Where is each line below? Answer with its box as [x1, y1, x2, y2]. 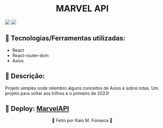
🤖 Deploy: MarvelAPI [5, 104, 70, 113]
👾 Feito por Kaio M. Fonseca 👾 [52, 118, 113, 124]
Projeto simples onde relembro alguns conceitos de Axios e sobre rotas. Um [5, 85, 159, 91]
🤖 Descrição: [5, 72, 45, 80]
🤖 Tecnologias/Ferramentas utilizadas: [5, 34, 126, 42]
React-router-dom [12, 52, 49, 58]
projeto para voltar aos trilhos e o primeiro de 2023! [5, 90, 109, 96]
